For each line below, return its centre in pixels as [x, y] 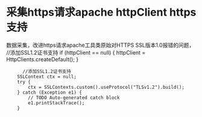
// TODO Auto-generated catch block [74, 97]
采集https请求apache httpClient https [101, 12]
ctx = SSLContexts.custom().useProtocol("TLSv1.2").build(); [106, 87]
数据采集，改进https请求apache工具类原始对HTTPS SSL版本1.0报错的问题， [100, 45]
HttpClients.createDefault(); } [43, 59]
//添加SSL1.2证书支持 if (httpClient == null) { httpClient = [76, 52]
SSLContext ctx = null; [47, 76]
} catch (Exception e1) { [50, 92]
